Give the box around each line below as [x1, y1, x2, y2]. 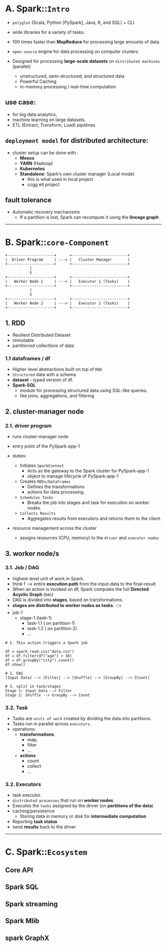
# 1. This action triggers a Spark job [5, 640, 88, 645]
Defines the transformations [27, 484, 85, 490]
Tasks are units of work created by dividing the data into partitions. [12, 716, 152, 722]
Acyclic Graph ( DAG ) [12, 591, 54, 597]
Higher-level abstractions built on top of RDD [12, 366, 102, 372]
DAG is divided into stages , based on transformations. [12, 597, 124, 603]
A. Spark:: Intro [5, 3, 70, 14]
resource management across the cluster [12, 525, 97, 531]
